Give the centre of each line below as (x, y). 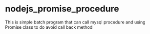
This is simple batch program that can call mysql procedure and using (75, 22)
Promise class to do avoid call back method (49, 27)
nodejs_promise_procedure (62, 9)
